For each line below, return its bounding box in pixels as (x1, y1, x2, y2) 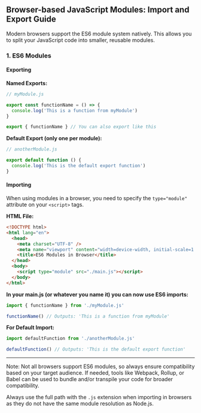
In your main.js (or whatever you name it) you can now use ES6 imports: (6, 291, 188, 298)
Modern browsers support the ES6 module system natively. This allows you (6, 30, 192, 37)
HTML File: (6, 213, 34, 220)
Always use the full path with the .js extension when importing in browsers (6, 394, 192, 401)
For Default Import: (6, 324, 55, 331)
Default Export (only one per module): (6, 135, 102, 142)
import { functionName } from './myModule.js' (6, 302, 124, 308)
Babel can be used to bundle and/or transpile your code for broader (6, 376, 173, 383)
